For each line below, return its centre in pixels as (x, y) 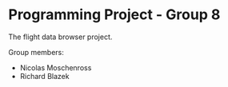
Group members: (36, 52)
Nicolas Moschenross (56, 67)
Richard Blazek (44, 76)
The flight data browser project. (60, 37)
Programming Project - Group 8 (114, 15)
